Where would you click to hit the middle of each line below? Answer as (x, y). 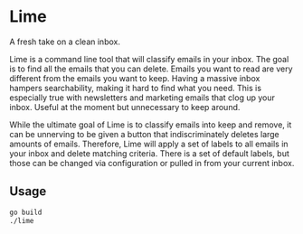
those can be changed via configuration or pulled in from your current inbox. (152, 163)
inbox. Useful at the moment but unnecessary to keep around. (125, 107)
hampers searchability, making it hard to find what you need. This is (136, 88)
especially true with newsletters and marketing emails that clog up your (142, 98)
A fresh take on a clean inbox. (65, 42)
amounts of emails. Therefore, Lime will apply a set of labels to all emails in (149, 144)
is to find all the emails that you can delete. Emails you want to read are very (151, 69)
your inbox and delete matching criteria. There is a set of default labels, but (149, 153)
